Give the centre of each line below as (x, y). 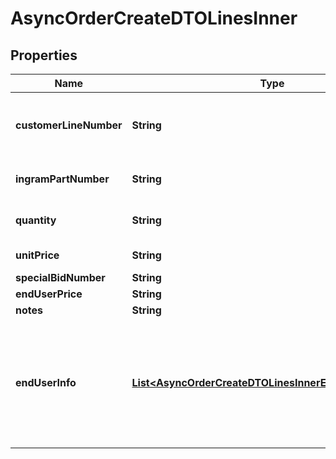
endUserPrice (49, 294)
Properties (44, 55)
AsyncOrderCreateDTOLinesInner (154, 18)
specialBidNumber (60, 277)
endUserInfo (46, 382)
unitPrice (37, 255)
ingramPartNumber (62, 179)
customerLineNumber (69, 125)
